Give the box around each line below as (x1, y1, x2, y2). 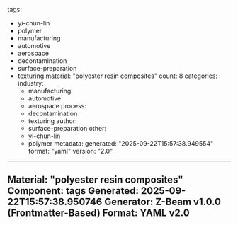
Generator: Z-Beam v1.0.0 (103, 196, 222, 208)
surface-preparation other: (28, 125, 106, 132)
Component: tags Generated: (7, 185, 140, 197)
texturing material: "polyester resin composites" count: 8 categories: (17, 71, 218, 80)
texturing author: (28, 117, 77, 125)
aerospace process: (28, 102, 87, 110)
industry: (17, 79, 44, 87)
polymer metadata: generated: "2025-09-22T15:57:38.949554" (28, 139, 214, 147)
